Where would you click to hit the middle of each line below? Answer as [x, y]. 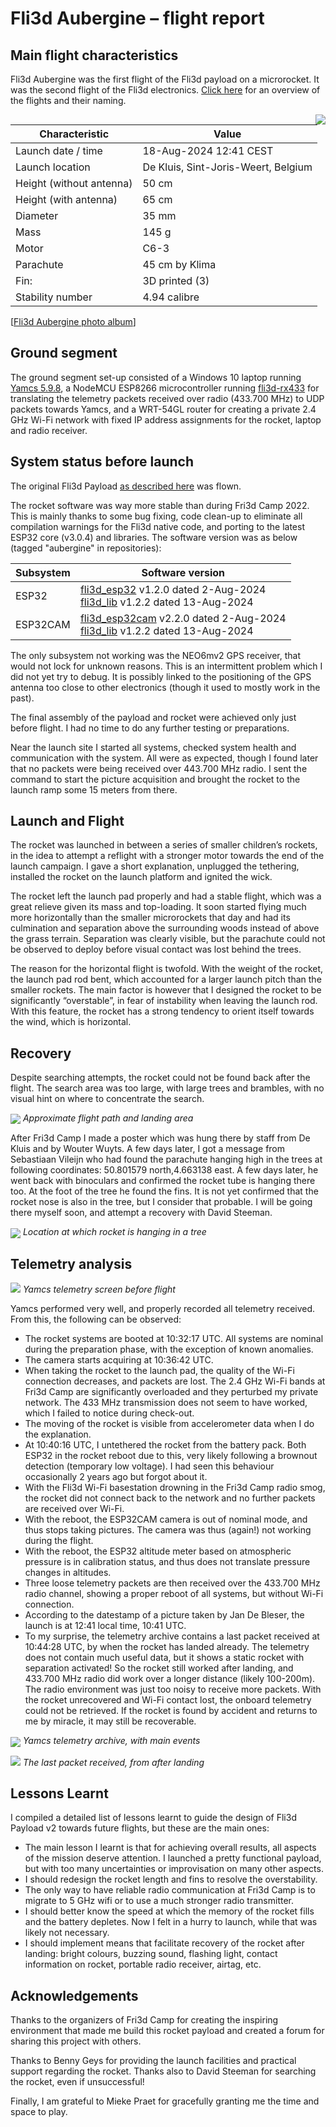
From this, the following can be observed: [96, 1319]
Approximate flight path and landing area [108, 1118]
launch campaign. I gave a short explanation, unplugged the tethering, [155, 866]
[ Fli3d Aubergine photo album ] [73, 321]
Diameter [37, 215]
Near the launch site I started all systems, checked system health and [153, 747]
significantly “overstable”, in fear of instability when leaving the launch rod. [164, 1001]
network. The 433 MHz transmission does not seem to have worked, [166, 1403]
